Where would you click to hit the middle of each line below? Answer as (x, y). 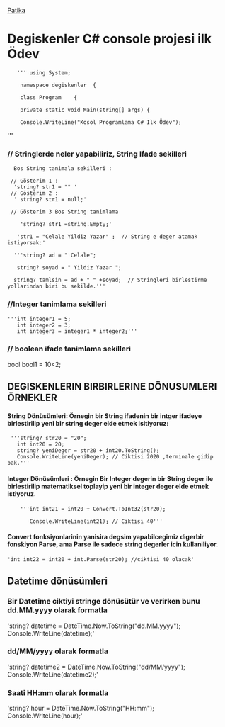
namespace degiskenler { (58, 85)
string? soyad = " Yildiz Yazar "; (69, 268)
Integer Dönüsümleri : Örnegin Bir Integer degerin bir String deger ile (110, 479)
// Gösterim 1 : (34, 181)
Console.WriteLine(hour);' (45, 716)
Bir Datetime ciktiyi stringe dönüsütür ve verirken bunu (104, 602)
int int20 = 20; (41, 445)
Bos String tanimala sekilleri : (63, 169)
